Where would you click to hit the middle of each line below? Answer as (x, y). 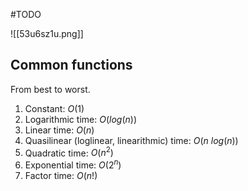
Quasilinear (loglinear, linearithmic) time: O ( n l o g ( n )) (131, 140)
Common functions (71, 65)
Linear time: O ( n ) (59, 130)
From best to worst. (50, 89)
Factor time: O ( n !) (61, 176)
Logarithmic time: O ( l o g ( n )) (80, 119)
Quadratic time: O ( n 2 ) (69, 152)
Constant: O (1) (54, 108)
